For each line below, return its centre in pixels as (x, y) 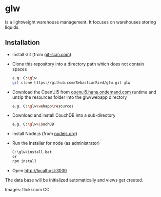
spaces (20, 69)
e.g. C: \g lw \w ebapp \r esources (43, 106)
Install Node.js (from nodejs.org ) (45, 134)
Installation (22, 43)
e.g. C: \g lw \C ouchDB (33, 124)
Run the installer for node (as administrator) (56, 143)
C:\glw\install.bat (32, 152)
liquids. (12, 27)
